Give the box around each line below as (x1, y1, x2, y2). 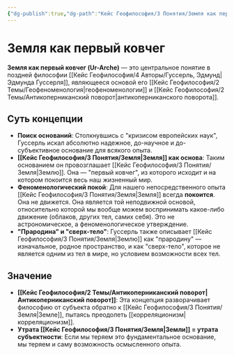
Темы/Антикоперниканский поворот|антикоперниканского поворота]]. (7, 93, 219, 101)
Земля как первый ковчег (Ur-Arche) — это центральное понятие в (7, 63, 211, 72)
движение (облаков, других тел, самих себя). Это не (17, 213, 175, 221)
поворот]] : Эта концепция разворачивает (86, 296, 211, 304)
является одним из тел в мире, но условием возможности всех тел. (17, 250, 221, 258)
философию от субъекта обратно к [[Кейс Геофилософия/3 (17, 303, 194, 312)
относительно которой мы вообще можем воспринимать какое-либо (17, 205, 225, 214)
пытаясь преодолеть (65, 310, 127, 319)
